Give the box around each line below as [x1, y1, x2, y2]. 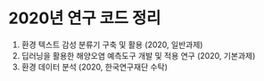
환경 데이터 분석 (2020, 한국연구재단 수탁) [21, 61, 169, 72]
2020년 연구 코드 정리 [8, 8, 161, 28]
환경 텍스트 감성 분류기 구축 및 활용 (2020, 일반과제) [21, 39, 203, 50]
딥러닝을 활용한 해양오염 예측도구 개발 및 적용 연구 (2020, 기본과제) [21, 50, 256, 61]
